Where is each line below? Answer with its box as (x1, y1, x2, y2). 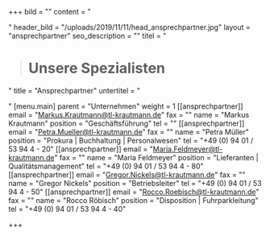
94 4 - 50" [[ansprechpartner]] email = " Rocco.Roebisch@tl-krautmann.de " (8, 187, 260, 197)
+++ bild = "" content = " (8, 7, 91, 16)
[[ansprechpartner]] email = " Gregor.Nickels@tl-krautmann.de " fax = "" (8, 169, 246, 180)
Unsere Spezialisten (27, 60, 166, 77)
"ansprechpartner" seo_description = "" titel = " (8, 31, 167, 40)
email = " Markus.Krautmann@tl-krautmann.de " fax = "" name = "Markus (8, 110, 250, 119)
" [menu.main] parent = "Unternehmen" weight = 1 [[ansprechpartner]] (8, 101, 243, 111)
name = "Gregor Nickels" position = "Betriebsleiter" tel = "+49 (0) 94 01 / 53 (8, 178, 262, 188)
